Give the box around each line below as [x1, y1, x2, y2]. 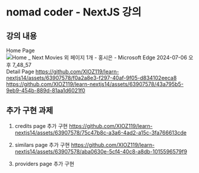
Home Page [6, 47, 35, 54]
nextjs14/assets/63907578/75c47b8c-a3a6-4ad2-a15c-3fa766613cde [14, 129, 187, 136]
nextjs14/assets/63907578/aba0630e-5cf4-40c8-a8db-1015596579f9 [14, 148, 187, 155]
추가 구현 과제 [6, 105, 53, 116]
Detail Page [6, 68, 34, 75]
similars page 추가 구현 [14, 141, 70, 148]
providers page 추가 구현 [14, 160, 74, 167]
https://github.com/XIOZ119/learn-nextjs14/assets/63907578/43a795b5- [6, 81, 184, 88]
